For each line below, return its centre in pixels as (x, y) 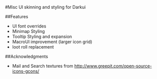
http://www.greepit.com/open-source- (113, 66)
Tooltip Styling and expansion (42, 37)
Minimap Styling (28, 31)
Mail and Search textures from (43, 66)
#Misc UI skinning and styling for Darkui (45, 7)
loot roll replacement (33, 47)
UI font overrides (29, 26)
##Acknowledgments (27, 56)
